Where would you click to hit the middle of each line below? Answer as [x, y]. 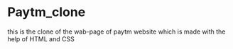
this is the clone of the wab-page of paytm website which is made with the [116, 31]
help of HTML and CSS [41, 38]
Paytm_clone [47, 12]
